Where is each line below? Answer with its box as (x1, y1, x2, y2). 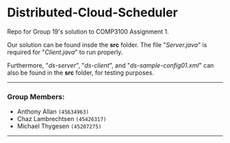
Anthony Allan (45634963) (16, 107, 89, 116)
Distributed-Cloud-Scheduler (7, 5, 178, 21)
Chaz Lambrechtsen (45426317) (16, 115, 107, 123)
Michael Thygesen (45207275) (16, 122, 102, 131)
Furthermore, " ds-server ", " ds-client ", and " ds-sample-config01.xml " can (7, 61, 214, 69)
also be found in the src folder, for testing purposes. (7, 68, 154, 77)
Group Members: (7, 92, 65, 101)
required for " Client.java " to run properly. (7, 48, 123, 56)
